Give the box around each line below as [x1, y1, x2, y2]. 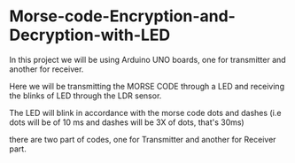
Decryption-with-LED [9, 25, 171, 45]
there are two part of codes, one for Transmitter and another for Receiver [9, 134, 276, 144]
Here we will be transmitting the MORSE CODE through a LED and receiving [9, 81, 285, 91]
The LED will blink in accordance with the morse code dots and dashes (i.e [9, 107, 282, 118]
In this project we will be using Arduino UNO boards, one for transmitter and [9, 54, 286, 65]
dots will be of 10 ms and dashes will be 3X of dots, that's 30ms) [9, 117, 245, 128]
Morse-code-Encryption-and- [9, 6, 237, 27]
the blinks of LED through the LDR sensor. [9, 90, 162, 101]
